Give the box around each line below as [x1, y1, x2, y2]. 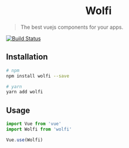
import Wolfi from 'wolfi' [6, 126, 72, 132]
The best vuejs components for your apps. [20, 23, 124, 31]
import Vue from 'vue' [6, 121, 62, 127]
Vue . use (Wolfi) [6, 137, 43, 143]
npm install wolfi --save [6, 73, 69, 79]
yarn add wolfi [6, 89, 43, 95]
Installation [6, 52, 48, 62]
